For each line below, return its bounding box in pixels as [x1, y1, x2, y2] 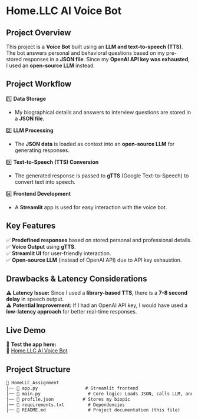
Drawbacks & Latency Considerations [6, 274, 147, 284]
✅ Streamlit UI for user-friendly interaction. [6, 249, 111, 257]
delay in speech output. [6, 296, 64, 303]
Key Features [6, 221, 56, 231]
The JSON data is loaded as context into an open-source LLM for [14, 140, 175, 147]
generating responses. [14, 146, 70, 154]
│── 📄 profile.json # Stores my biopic [6, 396, 131, 402]
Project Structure [6, 364, 71, 374]
